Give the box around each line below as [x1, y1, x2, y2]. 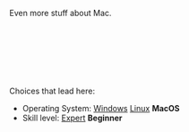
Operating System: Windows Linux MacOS [21, 102, 180, 113]
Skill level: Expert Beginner [21, 112, 123, 123]
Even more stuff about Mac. [9, 8, 112, 18]
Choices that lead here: [9, 85, 96, 96]
